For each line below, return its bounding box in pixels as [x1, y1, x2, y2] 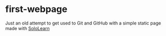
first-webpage [5, 3, 68, 15]
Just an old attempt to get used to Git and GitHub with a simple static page [5, 20, 161, 26]
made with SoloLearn [5, 25, 50, 31]
